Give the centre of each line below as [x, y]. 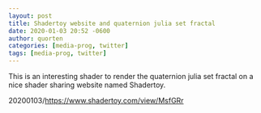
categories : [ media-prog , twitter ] [68, 46]
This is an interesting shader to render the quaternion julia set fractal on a [131, 76]
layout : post [30, 16]
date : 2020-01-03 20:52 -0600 [60, 31]
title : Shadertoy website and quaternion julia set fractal [112, 23]
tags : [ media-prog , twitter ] [58, 53]
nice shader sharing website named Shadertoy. [87, 85]
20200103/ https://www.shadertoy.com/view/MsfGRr [96, 100]
